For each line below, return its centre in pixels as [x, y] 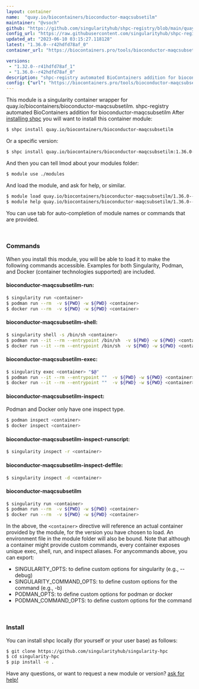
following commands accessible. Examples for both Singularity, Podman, [95, 265]
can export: [20, 557]
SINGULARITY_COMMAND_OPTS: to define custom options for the [96, 582]
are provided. [23, 219]
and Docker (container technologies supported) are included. [81, 272]
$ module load [24, 196]
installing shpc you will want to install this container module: [79, 119]
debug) [24, 575]
